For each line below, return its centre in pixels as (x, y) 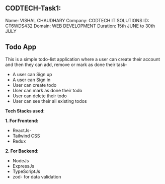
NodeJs (21, 160)
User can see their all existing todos (50, 101)
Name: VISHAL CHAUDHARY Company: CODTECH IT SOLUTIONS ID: (77, 20)
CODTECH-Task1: (33, 8)
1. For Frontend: (22, 120)
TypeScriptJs (26, 171)
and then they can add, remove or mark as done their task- (66, 65)
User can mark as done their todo (47, 90)
